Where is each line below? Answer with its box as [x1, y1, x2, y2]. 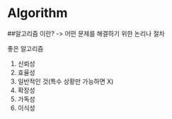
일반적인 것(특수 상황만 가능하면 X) [17, 76, 114, 86]
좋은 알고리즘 [7, 44, 44, 52]
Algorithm [7, 5, 68, 21]
